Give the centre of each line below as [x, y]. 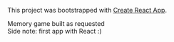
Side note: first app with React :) [55, 31]
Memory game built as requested [56, 23]
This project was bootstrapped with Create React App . [87, 10]
